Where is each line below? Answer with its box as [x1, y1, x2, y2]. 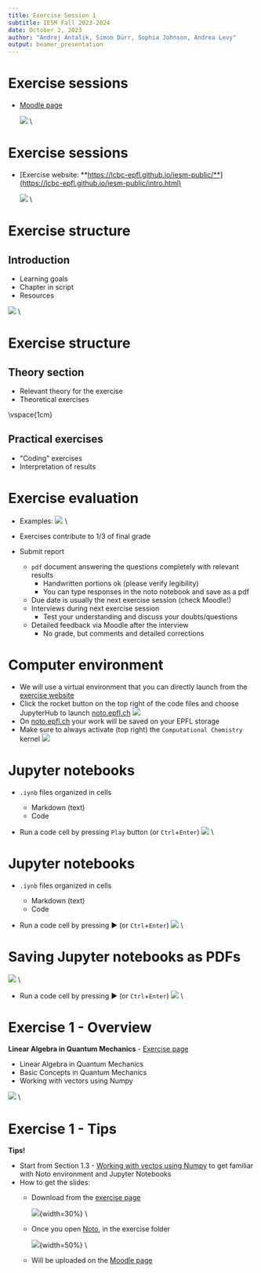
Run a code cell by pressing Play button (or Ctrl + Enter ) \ [19, 827, 214, 837]
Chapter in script [19, 283, 74, 291]
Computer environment [8, 656, 164, 673]
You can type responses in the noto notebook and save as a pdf [42, 586, 249, 596]
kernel [19, 734, 41, 743]
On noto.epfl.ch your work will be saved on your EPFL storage [19, 716, 220, 726]
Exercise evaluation [8, 490, 139, 507]
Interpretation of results [19, 461, 96, 471]
